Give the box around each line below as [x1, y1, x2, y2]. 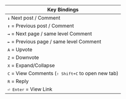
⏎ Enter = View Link [7, 86, 53, 92]
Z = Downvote [7, 54, 39, 60]
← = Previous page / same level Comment [7, 39, 102, 45]
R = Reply [7, 78, 29, 84]
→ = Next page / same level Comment [7, 30, 92, 37]
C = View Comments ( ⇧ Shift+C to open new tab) [7, 70, 119, 77]
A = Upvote [7, 46, 33, 53]
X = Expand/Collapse [7, 62, 55, 69]
